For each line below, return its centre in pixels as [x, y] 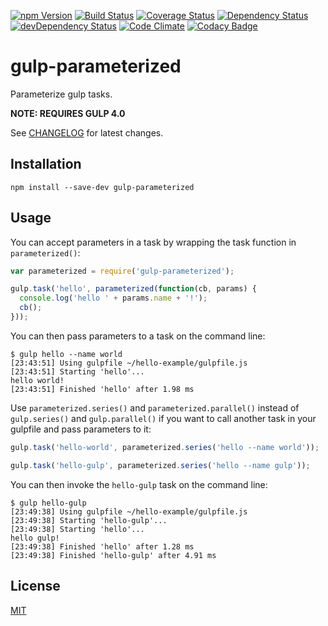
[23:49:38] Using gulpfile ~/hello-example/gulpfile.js [129, 511]
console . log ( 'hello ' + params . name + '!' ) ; [113, 298]
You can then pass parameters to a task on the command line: [138, 336]
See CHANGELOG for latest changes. [87, 132]
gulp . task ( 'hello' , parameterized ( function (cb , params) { [133, 289]
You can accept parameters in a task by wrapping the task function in [153, 242]
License [35, 586]
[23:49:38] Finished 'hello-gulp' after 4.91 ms [113, 555]
